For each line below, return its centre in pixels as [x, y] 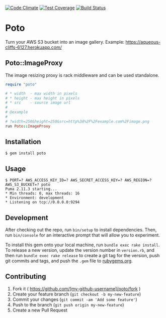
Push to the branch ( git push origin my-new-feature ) [68, 304]
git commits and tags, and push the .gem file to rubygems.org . [69, 261]
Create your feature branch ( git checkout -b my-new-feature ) [77, 294]
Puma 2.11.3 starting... [31, 189]
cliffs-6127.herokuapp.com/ [33, 47]
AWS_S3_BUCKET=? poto [28, 185]
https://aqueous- [143, 42]
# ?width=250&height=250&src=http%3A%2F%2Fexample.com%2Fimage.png [77, 121]
